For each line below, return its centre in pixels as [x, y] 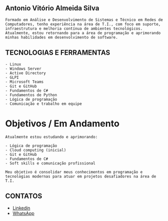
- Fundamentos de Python [31, 95]
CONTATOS [24, 196]
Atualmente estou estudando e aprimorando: [52, 137]
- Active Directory [26, 73]
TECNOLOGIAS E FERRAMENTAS [58, 53]
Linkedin [21, 208]
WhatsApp [23, 213]
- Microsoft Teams [24, 82]
